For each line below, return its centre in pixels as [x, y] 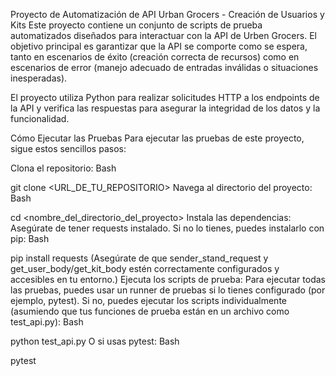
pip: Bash [30, 238]
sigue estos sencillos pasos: [68, 148]
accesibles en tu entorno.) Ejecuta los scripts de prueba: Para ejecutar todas [168, 279]
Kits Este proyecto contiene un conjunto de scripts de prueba [136, 25]
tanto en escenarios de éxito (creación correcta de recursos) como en [155, 57]
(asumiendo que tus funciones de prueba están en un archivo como [150, 311]
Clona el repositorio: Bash [63, 168]
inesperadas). [39, 78]
